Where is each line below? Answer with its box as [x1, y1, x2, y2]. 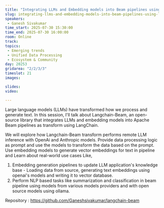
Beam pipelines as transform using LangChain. [5, 122, 99, 128]
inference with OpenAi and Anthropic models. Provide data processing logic [5, 137, 158, 142]
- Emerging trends [7, 48, 45, 53]
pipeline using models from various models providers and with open [12, 183, 149, 188]
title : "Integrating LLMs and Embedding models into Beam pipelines [5, 7, 147, 12]
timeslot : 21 [5, 71, 32, 76]
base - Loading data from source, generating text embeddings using [12, 167, 150, 173]
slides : [5, 84, 21, 89]
